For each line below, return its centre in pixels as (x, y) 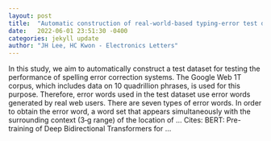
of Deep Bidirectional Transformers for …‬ (103, 129)
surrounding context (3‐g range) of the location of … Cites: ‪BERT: (117, 120)
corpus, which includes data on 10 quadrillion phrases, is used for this (124, 86)
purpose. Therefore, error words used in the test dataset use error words (129, 94)
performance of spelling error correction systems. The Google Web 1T (125, 77)
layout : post (30, 16)
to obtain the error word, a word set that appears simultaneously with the (130, 112)
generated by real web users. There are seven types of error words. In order (135, 103)
